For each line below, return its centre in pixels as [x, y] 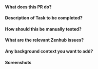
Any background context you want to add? [49, 51]
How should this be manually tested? [43, 29]
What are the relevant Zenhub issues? [44, 40]
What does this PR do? [29, 7]
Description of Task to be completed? [44, 18]
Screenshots [18, 62]
